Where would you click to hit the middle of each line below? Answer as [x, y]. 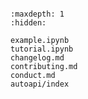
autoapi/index [40, 84]
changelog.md [37, 58]
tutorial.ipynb [42, 49]
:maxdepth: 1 [37, 14]
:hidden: [28, 23]
